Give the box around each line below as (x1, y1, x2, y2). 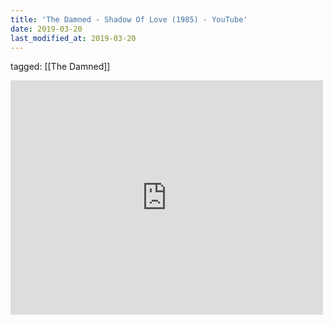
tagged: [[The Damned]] (10, 61, 111, 73)
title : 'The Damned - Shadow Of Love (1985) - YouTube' (10, 14, 248, 25)
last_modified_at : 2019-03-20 (10, 33, 137, 43)
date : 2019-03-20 (10, 24, 83, 34)
